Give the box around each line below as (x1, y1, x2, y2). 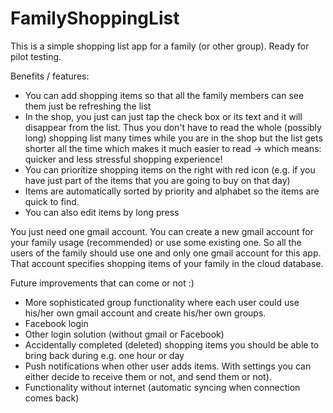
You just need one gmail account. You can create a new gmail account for (10, 225, 314, 237)
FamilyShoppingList (10, 7, 180, 30)
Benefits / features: (10, 70, 90, 82)
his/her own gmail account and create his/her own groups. (24, 307, 267, 319)
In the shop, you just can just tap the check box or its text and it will (24, 110, 303, 122)
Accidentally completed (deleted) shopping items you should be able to (24, 338, 320, 351)
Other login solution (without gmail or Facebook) (24, 328, 225, 340)
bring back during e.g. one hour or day (24, 349, 185, 361)
